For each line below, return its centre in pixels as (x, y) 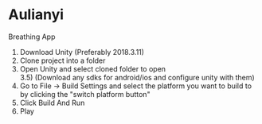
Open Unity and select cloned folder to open (92, 68)
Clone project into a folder (63, 60)
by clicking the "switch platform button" (85, 94)
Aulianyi (36, 15)
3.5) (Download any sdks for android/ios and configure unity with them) (137, 77)
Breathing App (32, 37)
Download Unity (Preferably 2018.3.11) (82, 52)
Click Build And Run (52, 103)
